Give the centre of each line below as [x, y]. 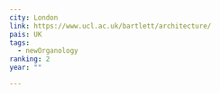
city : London [34, 17]
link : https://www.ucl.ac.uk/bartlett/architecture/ [110, 26]
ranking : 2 [30, 59]
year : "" [26, 68]
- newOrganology [48, 51]
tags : [19, 43]
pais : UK [26, 34]
